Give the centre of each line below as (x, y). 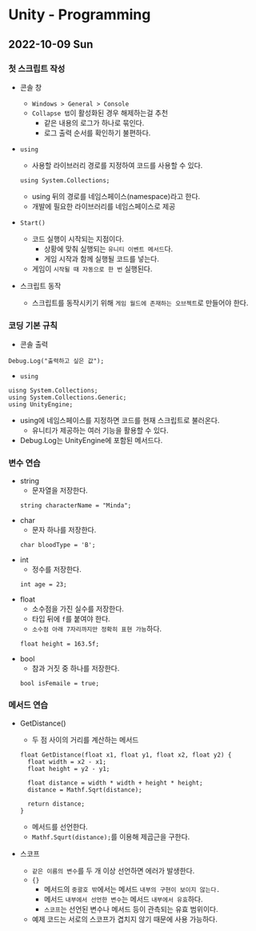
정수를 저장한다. (56, 569)
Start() (32, 223)
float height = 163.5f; (60, 644)
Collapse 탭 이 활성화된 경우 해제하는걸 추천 (100, 113)
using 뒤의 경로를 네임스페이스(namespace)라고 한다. (116, 196)
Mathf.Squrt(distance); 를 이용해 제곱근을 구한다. (111, 837)
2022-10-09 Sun (51, 44)
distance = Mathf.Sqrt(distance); (85, 789)
